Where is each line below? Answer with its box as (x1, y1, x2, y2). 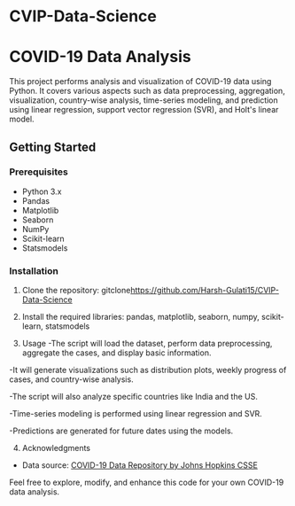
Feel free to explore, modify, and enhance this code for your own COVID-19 (9, 477, 284, 488)
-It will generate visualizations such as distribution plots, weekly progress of (9, 365, 287, 376)
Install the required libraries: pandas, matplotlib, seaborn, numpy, (21, 312, 260, 323)
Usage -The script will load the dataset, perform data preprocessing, (21, 339, 273, 349)
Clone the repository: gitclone (21, 285, 131, 296)
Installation (9, 264, 59, 276)
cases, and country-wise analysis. (9, 374, 135, 385)
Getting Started (9, 139, 97, 154)
